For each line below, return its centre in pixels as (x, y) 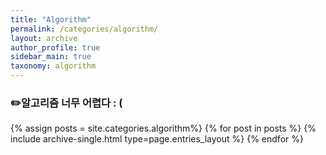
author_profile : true (55, 47)
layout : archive (44, 38)
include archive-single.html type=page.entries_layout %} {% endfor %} (157, 139)
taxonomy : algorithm (53, 66)
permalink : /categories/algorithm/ (84, 29)
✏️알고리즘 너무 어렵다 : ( (66, 103)
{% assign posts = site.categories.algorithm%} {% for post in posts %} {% (163, 128)
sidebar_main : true (51, 57)
